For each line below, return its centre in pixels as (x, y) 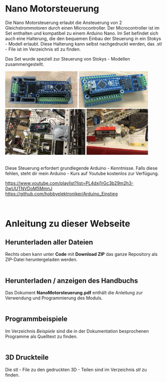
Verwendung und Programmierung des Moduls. (54, 298)
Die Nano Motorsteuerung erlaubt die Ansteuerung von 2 (64, 23)
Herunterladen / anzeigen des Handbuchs (72, 281)
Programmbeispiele (36, 319)
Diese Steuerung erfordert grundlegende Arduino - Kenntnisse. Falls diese (82, 168)
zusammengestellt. (25, 64)
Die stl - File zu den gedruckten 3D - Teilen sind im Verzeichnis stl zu (76, 369)
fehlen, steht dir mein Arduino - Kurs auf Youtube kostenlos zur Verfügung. (82, 174)
